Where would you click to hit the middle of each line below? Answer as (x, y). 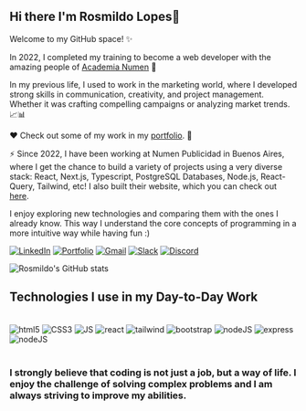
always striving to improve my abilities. (98, 395)
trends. (277, 104)
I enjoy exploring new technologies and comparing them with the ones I (144, 213)
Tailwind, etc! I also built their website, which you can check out (156, 186)
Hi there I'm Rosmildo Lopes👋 (95, 17)
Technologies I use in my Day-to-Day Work (134, 297)
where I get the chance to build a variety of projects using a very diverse (146, 166)
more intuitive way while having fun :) (80, 233)
